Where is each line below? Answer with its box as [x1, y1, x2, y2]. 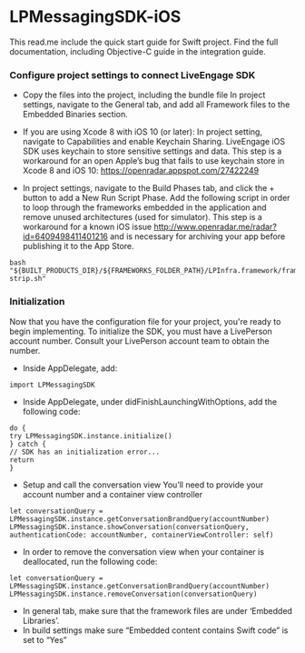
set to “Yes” [22, 634, 67, 645]
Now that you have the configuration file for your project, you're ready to [9, 316, 281, 326]
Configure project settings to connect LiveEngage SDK [9, 68, 256, 81]
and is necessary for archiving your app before [110, 231, 286, 242]
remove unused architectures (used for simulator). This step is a [22, 212, 263, 223]
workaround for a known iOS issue [22, 221, 152, 233]
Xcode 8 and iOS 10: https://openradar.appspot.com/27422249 [22, 166, 260, 176]
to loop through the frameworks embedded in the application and [22, 202, 267, 213]
